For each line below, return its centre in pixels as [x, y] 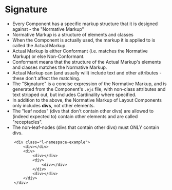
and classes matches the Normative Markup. [60, 67]
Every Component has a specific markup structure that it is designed [85, 24]
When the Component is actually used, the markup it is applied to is [84, 40]
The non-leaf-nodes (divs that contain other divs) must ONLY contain [86, 127]
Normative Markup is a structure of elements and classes [73, 34]
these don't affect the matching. [46, 78]
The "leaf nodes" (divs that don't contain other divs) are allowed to [83, 111]
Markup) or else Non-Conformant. [49, 56]
